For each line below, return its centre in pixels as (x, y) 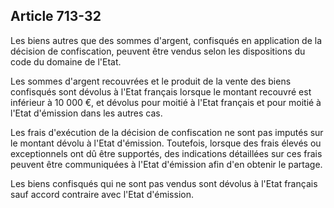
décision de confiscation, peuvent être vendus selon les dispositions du (158, 51)
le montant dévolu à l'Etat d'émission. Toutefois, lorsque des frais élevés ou (166, 143)
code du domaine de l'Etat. (66, 61)
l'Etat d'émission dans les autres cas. (86, 113)
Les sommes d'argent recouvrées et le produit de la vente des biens (151, 81)
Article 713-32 (56, 16)
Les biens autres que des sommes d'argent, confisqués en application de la (166, 40)
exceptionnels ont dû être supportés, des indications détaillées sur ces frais (166, 153)
